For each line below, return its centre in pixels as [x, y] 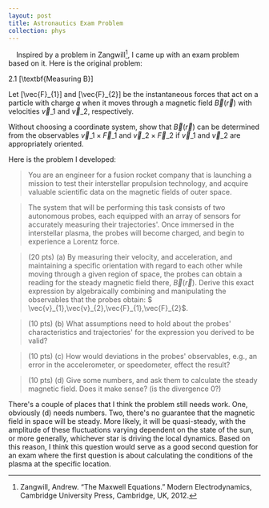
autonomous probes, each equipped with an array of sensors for [134, 216]
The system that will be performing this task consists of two [126, 208]
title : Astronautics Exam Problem [66, 23]
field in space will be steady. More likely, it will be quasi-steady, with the [127, 421]
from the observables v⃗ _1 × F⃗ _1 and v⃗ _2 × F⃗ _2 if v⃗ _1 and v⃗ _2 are [124, 135]
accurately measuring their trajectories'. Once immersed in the [131, 224]
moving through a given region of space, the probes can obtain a [135, 274]
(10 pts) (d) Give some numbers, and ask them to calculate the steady [143, 381]
